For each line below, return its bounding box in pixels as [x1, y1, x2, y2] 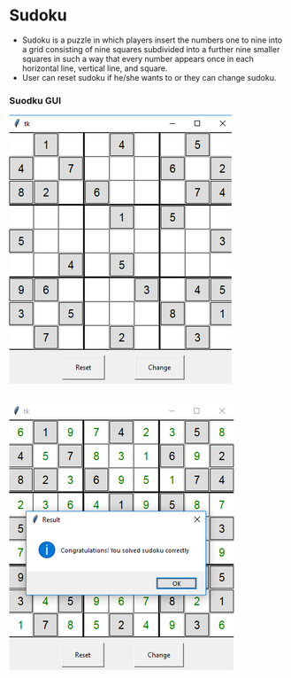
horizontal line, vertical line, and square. [21, 63, 168, 74]
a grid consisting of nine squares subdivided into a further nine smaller [21, 43, 280, 54]
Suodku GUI [9, 94, 62, 106]
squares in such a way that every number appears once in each [21, 53, 255, 64]
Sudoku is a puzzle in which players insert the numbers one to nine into [21, 35, 283, 45]
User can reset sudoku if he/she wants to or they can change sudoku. [21, 72, 277, 82]
